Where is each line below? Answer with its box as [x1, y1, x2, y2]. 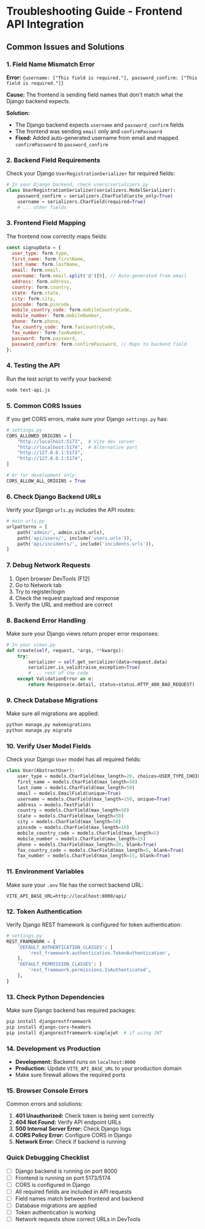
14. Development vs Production [6, 1044, 101, 1052]
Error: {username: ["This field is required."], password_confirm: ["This [6, 73, 198, 81]
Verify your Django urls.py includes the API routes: [6, 506, 135, 514]
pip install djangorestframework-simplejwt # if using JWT [6, 1030, 163, 1036]
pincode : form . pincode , [12, 301, 72, 307]
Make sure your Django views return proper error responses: [6, 629, 159, 637]
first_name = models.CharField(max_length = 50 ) [17, 779, 138, 785]
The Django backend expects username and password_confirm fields [15, 121, 184, 128]
